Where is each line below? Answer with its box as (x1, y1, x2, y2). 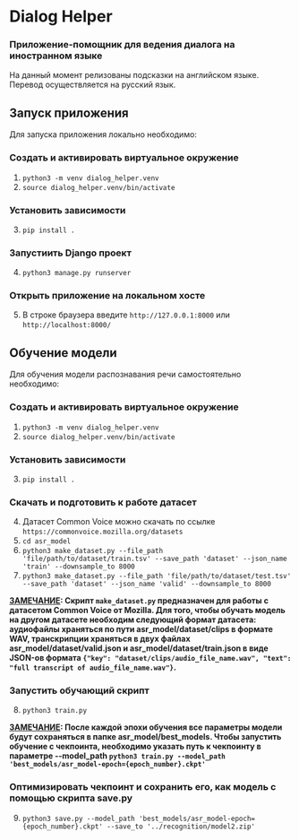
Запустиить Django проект (9, 247, 132, 259)
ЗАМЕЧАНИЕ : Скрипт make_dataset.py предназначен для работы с (9, 595, 269, 606)
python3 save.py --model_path (21, 814, 136, 823)
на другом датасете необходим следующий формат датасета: (9, 614, 257, 625)
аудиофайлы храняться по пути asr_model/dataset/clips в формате (9, 624, 273, 635)
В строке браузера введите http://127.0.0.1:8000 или (21, 309, 230, 320)
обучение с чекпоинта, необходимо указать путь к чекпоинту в (9, 741, 261, 752)
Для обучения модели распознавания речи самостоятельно (9, 369, 242, 380)
